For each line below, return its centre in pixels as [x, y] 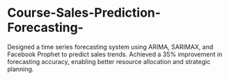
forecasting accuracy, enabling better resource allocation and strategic [109, 61]
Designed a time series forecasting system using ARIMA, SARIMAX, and [110, 47]
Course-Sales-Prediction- [84, 13]
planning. [21, 69]
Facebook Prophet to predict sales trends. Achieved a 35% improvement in [115, 54]
